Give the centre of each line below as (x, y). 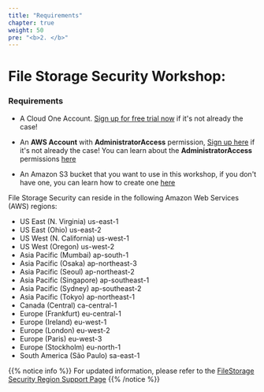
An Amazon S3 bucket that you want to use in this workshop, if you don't (138, 174)
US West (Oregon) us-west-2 (67, 246)
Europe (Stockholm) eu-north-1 (70, 347)
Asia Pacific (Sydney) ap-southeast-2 (80, 288)
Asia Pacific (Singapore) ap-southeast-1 (84, 280)
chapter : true (32, 23)
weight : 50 (26, 30)
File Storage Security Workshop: (117, 77)
